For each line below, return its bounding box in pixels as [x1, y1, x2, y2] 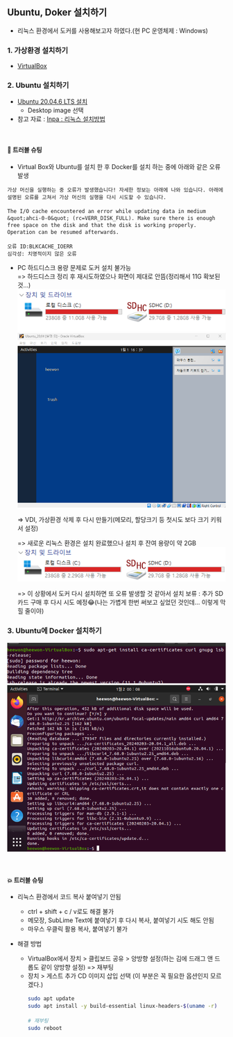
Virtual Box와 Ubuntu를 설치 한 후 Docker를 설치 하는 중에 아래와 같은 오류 [17, 162, 221, 171]
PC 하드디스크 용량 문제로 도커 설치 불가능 [17, 263, 132, 271]
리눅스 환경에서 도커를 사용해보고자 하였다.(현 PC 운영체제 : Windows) [17, 26, 208, 35]
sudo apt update [27, 995, 75, 1002]
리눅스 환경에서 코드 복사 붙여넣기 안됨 [17, 893, 121, 901]
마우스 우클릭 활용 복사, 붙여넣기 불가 [27, 925, 128, 933]
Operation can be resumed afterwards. [7, 228, 119, 235]
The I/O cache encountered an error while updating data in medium [7, 207, 207, 214]
